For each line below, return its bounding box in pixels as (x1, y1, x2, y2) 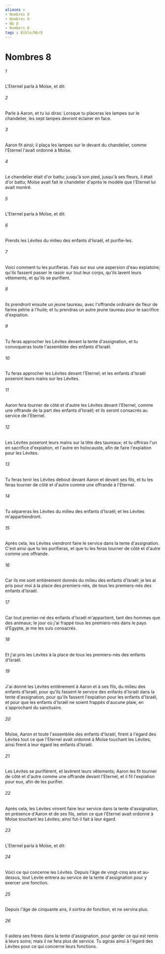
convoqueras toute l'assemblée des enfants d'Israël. (5, 344, 112, 350)
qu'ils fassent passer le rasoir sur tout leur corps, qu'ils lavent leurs (5, 269, 142, 275)
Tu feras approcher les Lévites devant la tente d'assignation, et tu (5, 339, 138, 345)
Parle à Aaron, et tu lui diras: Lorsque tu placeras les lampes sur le (5, 110, 139, 116)
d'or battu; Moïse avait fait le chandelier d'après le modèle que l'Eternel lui (5, 179, 156, 185)
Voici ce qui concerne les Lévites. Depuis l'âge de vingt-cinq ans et (5, 869, 142, 875)
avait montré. (5, 184, 32, 190)
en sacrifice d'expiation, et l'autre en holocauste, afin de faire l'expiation (5, 444, 152, 450)
